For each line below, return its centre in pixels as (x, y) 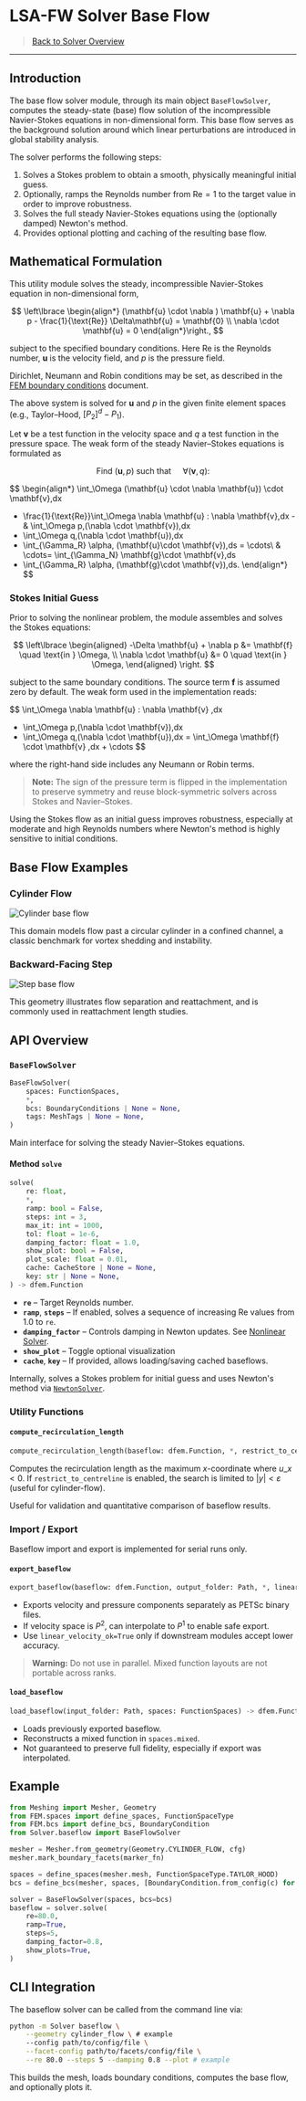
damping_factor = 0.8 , (65, 1942)
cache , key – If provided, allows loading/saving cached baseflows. (145, 1360)
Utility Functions (47, 1412)
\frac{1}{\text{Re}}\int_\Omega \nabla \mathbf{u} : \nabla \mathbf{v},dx (156, 516)
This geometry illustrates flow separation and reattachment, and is (134, 1002)
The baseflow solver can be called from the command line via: (126, 2009)
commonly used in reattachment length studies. (99, 1012)
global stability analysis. (55, 139)
